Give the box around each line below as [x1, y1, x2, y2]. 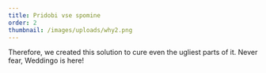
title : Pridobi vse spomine [8, 11, 101, 20]
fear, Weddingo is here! [8, 56, 85, 65]
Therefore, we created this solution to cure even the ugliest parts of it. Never [8, 48, 258, 57]
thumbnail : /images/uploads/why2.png [8, 26, 133, 34]
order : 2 [8, 19, 37, 27]
